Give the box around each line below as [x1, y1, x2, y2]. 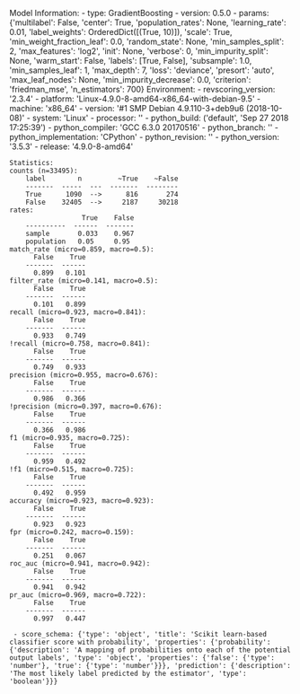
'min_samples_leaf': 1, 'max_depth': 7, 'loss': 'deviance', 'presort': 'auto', [9, 65, 275, 75]
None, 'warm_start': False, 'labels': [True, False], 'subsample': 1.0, [9, 56, 252, 66]
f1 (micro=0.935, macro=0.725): [9, 434, 130, 443]
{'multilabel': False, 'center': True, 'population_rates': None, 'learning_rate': [9, 17, 287, 28]
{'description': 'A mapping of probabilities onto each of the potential [9, 646, 292, 654]
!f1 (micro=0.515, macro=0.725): [9, 465, 135, 474]
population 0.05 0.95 [25, 237, 130, 246]
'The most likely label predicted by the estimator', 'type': [9, 669, 247, 678]
